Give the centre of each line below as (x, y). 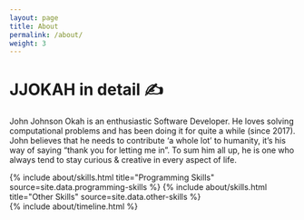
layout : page (34, 18)
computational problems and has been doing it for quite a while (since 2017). (152, 131)
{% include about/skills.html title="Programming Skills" (112, 177)
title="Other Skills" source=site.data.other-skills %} (105, 197)
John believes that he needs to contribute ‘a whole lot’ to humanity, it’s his (147, 141)
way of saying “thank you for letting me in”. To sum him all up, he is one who (152, 150)
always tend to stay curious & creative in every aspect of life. (123, 160)
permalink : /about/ (46, 35)
